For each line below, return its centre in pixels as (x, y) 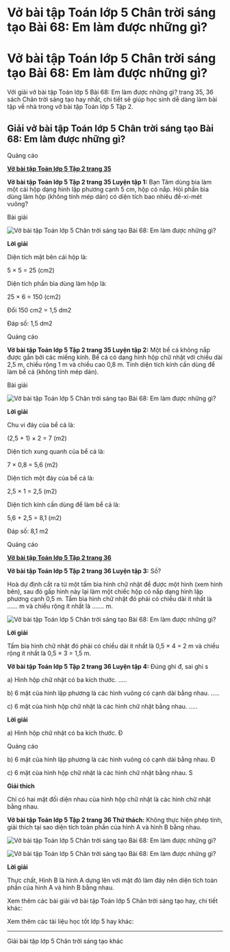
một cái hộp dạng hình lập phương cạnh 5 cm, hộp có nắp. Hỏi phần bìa (108, 189)
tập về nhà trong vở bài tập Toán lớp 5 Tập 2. (70, 107)
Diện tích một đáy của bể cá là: (51, 478)
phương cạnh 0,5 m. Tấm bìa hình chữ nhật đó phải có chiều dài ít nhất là (110, 598)
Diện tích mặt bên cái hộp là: (47, 257)
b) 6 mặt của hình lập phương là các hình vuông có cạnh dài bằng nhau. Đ (111, 759)
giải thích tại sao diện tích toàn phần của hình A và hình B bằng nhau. (104, 827)
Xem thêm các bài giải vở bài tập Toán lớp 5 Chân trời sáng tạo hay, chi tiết (112, 901)
